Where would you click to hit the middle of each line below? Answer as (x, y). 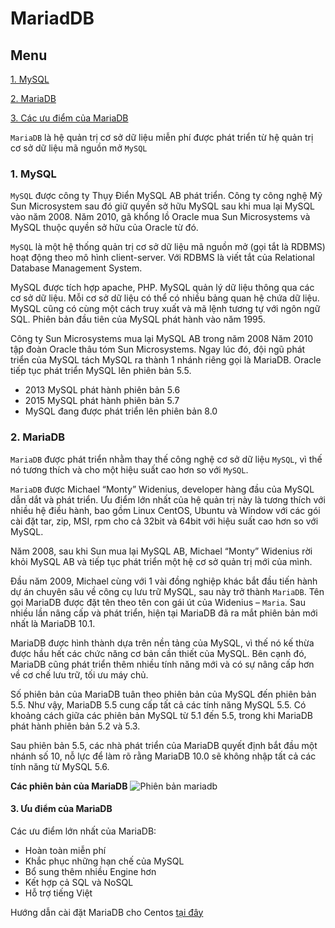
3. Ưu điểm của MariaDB (61, 809)
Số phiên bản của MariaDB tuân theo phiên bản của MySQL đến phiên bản (163, 694)
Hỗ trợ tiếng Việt (58, 893)
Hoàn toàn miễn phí (65, 850)
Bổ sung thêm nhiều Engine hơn (90, 871)
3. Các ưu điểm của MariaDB (69, 118)
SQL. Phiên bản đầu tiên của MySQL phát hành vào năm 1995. (138, 319)
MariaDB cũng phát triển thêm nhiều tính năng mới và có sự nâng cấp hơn (162, 664)
